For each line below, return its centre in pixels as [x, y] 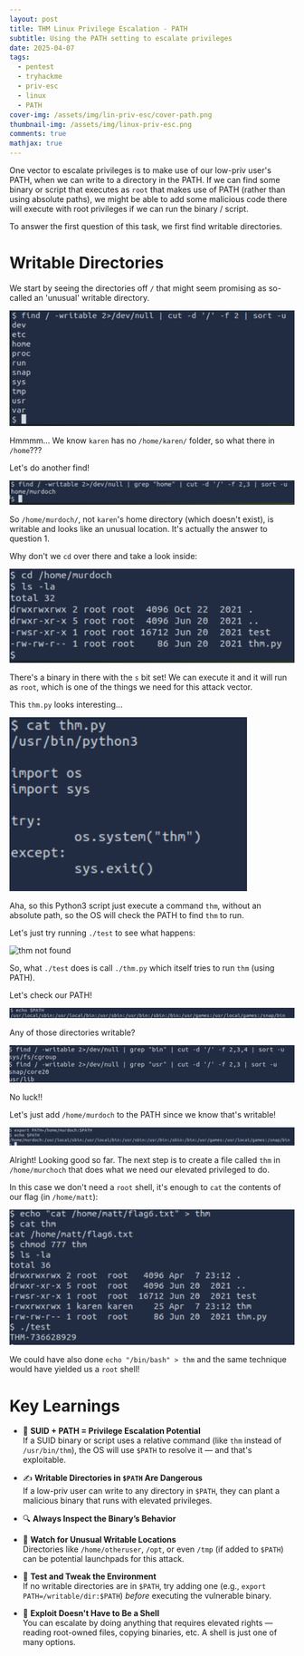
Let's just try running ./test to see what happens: [103, 933]
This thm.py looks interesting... [66, 704]
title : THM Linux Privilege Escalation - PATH [99, 29]
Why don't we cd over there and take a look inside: [103, 557]
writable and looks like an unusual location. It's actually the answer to [139, 529]
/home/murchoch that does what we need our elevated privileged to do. [139, 1170]
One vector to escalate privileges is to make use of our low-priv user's [140, 170]
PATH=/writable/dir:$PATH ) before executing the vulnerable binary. [147, 1596]
